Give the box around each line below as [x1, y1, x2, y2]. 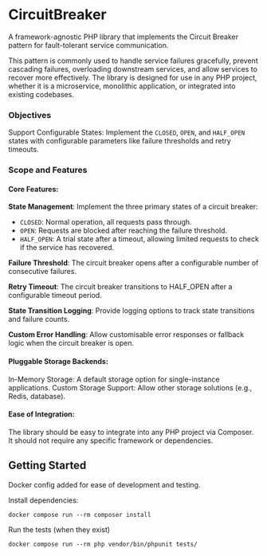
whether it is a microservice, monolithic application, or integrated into [8, 81, 236, 91]
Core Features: [8, 184, 59, 194]
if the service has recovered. [19, 243, 115, 253]
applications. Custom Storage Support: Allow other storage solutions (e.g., [8, 382, 253, 392]
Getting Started [8, 459, 87, 472]
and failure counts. [8, 315, 70, 324]
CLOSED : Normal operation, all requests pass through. [19, 217, 193, 227]
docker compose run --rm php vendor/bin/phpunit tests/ [8, 540, 198, 548]
